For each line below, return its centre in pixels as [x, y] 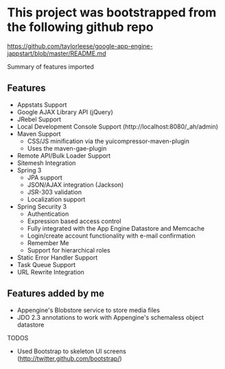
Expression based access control [74, 221]
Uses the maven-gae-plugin [67, 148]
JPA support [45, 177]
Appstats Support [42, 105]
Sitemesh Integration [46, 163]
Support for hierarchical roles [69, 250]
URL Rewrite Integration [50, 272]
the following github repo [80, 27]
